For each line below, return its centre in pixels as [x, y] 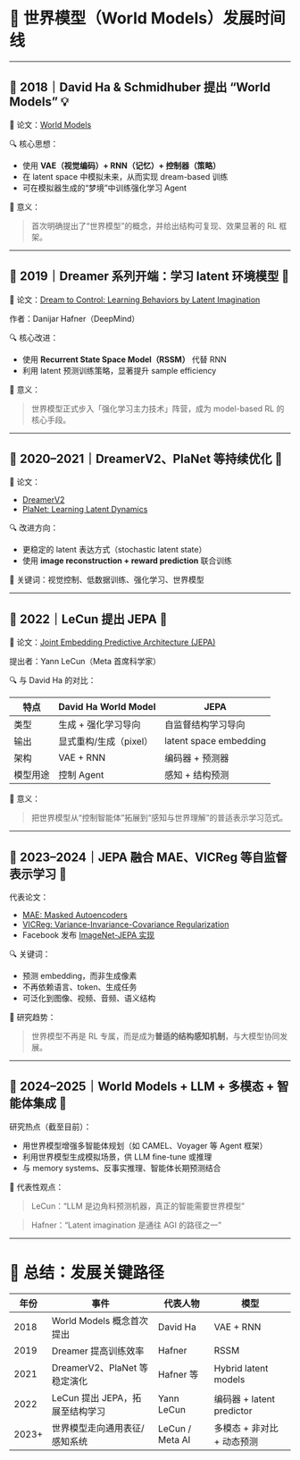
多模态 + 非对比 [246, 1428]
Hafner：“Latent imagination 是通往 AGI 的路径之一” [126, 1225]
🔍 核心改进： [34, 337]
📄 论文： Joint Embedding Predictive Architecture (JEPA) [112, 642]
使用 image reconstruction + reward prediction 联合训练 [127, 561]
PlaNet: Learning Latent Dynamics [85, 510]
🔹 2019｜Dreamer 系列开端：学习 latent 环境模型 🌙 [150, 277]
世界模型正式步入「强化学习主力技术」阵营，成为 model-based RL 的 [158, 409]
